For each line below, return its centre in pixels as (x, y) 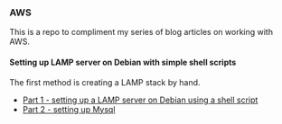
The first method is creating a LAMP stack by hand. (105, 82)
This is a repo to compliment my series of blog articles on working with (141, 32)
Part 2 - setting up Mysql (69, 109)
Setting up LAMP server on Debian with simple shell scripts (123, 62)
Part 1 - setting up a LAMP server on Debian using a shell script (140, 100)
